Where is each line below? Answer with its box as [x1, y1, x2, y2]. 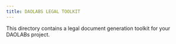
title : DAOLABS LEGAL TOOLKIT [6, 8, 81, 15]
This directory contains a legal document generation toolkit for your [6, 25, 171, 32]
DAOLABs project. [6, 31, 50, 38]
